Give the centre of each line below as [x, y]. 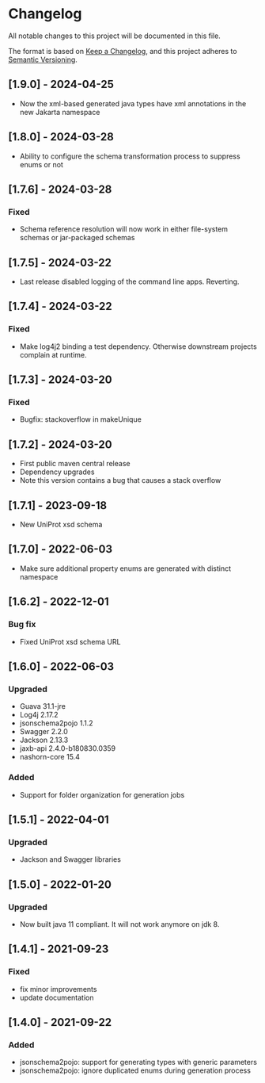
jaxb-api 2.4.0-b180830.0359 [68, 748]
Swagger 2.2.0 [44, 732]
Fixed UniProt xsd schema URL [70, 641]
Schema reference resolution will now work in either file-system [123, 229]
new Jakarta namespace [60, 112]
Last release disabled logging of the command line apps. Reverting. [129, 281]
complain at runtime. [53, 354]
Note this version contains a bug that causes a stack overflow [120, 480]
